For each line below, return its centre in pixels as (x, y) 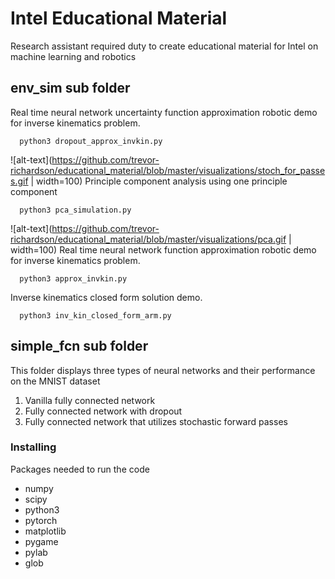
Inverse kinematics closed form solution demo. (106, 297)
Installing (33, 447)
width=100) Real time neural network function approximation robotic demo (163, 249)
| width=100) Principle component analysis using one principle (159, 181)
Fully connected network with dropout (103, 411)
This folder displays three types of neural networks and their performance (163, 370)
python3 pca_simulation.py (75, 210)
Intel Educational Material (119, 18)
